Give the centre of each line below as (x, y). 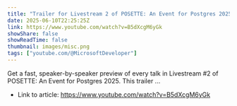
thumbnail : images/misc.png (49, 47)
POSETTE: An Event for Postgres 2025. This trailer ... (84, 81)
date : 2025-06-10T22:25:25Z (49, 20)
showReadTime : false (38, 40)
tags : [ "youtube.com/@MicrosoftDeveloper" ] (72, 54)
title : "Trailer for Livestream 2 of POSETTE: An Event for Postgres (112, 14)
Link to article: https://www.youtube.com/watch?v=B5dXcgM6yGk (114, 94)
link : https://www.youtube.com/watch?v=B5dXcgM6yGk (85, 27)
